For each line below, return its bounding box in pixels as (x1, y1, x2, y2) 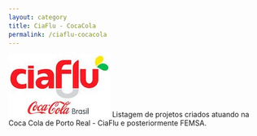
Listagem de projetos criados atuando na (111, 110, 250, 120)
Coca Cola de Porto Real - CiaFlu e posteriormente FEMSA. (8, 118, 207, 128)
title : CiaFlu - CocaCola (8, 21, 96, 30)
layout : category (8, 13, 68, 21)
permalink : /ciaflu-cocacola (8, 30, 107, 38)
